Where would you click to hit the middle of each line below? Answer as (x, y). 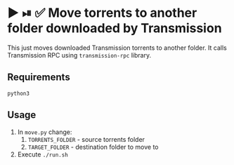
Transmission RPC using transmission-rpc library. (79, 55)
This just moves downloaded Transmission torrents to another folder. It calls (117, 48)
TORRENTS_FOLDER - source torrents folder (86, 139)
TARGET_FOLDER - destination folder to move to (93, 147)
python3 (19, 93)
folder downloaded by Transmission (115, 28)
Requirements (39, 78)
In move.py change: (45, 132)
